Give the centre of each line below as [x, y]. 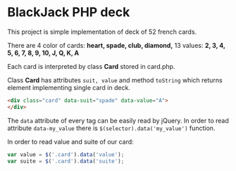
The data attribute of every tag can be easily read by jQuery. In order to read [118, 120]
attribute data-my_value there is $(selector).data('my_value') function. [111, 128]
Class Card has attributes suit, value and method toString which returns [115, 80]
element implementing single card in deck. [69, 87]
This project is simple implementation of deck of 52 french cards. [102, 32]
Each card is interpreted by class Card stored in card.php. [91, 66]
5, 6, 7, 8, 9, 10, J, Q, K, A [43, 53]
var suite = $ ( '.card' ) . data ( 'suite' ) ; [66, 161]
